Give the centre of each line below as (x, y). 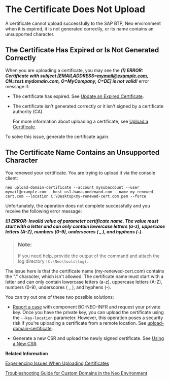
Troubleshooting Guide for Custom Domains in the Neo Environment (76, 373)
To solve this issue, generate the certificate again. (57, 136)
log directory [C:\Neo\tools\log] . (53, 261)
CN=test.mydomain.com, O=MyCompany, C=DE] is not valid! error (77, 81)
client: (12, 178)
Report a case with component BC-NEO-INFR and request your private (87, 307)
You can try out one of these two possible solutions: (60, 297)
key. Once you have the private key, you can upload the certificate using (88, 312)
